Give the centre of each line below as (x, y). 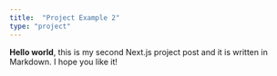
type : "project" (40, 26)
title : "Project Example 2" (65, 18)
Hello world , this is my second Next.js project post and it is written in (139, 52)
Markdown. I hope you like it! (64, 62)
